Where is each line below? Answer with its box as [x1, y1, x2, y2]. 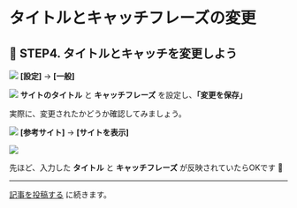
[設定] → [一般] [19, 71, 75, 81]
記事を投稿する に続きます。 [9, 189, 112, 199]
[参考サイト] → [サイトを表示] [19, 127, 130, 137]
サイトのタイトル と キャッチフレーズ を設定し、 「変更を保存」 [19, 90, 247, 100]
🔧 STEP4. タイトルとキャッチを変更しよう [9, 46, 238, 61]
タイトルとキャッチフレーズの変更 [9, 8, 256, 28]
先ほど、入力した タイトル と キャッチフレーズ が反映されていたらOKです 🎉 [9, 162, 284, 173]
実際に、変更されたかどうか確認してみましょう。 [9, 108, 187, 119]
